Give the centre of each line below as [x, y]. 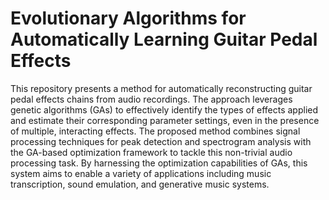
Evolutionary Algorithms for [128, 18]
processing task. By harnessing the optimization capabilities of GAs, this [159, 163]
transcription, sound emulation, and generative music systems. [140, 184]
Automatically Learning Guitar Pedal [164, 39]
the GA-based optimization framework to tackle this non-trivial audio [151, 152]
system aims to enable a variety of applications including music [141, 173]
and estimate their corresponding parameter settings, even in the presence [165, 120]
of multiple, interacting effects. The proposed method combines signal [155, 131]
